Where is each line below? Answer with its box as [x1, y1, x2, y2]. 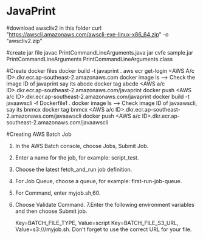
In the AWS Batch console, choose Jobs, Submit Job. [15, 142, 149, 149]
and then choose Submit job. [15, 207, 88, 215]
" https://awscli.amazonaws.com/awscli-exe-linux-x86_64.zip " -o [6, 30, 169, 38]
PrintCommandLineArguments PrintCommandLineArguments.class [6, 55, 173, 62]
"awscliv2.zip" [6, 37, 43, 44]
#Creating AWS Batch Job [6, 130, 72, 138]
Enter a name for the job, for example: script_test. [15, 153, 139, 161]
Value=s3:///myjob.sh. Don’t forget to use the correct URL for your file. [15, 226, 192, 233]
